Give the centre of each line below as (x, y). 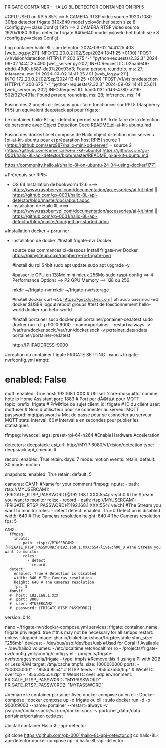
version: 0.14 (18, 617)
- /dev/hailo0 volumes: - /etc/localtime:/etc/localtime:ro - (63, 648)
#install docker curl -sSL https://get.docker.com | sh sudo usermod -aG (85, 299)
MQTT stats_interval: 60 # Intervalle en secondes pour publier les (72, 420)
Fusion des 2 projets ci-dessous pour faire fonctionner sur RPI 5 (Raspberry (83, 105)
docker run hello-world (49, 310)
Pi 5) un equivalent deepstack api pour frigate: (53, 110)
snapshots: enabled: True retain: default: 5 (48, 474)
